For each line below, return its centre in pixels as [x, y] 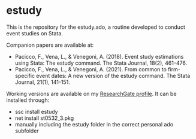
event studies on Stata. [34, 33]
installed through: [28, 100]
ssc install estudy [36, 111]
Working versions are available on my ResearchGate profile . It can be [91, 93]
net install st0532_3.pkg [44, 118]
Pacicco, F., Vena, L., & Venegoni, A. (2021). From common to [91, 69]
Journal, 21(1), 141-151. [42, 82]
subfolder [27, 131]
